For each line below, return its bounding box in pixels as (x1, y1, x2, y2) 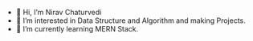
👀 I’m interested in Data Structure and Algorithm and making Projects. (15, 16, 247, 25)
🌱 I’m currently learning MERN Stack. (15, 24, 139, 33)
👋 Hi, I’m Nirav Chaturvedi (15, 8, 102, 17)
